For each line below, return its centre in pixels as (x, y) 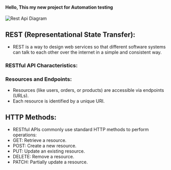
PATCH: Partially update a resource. (50, 162)
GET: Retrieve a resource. (40, 140)
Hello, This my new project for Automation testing (59, 7)
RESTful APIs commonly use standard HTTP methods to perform (81, 130)
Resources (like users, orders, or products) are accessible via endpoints (88, 90)
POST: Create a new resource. (44, 146)
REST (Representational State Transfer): (70, 34)
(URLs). (21, 96)
